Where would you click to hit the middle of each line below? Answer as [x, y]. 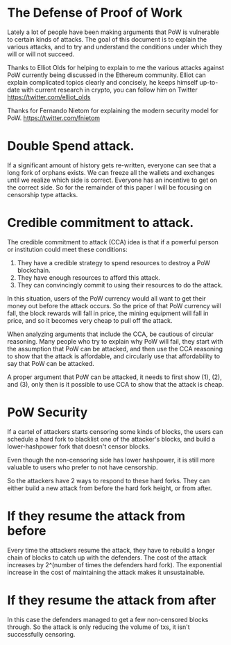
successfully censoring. [41, 634]
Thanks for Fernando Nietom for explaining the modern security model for [113, 110]
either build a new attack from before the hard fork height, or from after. [110, 488]
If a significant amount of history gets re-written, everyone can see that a [112, 165]
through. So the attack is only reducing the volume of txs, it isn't [99, 627]
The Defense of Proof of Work [95, 13]
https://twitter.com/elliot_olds [49, 97]
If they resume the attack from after [112, 600]
